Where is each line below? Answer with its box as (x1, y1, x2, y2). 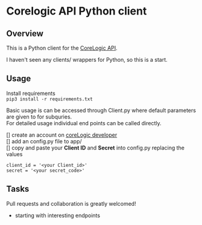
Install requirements (6, 90, 55, 97)
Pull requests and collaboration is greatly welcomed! (6, 200, 137, 207)
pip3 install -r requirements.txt (6, 96, 93, 102)
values (6, 150, 23, 158)
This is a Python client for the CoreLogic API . (6, 44, 118, 51)
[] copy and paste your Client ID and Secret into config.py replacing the (6, 144, 185, 151)
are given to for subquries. (6, 113, 72, 120)
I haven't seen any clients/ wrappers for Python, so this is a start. (6, 56, 168, 63)
